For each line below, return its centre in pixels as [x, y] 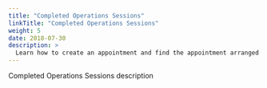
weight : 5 [25, 30]
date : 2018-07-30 [37, 38]
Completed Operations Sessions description [81, 76]
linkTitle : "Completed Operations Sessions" [84, 23]
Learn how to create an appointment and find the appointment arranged [137, 53]
